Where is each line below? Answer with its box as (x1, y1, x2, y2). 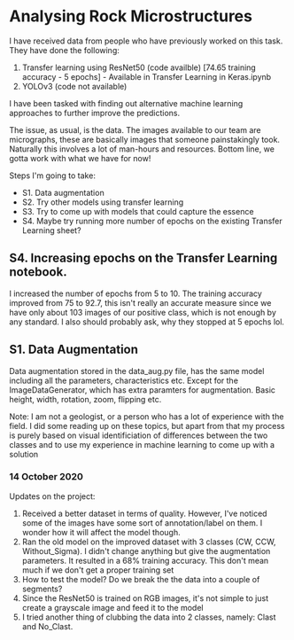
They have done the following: (9, 44, 120, 55)
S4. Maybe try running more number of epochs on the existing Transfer (21, 215, 283, 226)
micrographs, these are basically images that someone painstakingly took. (9, 134, 281, 144)
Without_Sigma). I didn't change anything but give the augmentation (21, 545, 271, 556)
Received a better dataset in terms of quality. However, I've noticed (21, 508, 267, 519)
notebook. (9, 264, 68, 280)
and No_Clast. (21, 620, 73, 631)
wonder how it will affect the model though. (21, 527, 181, 537)
